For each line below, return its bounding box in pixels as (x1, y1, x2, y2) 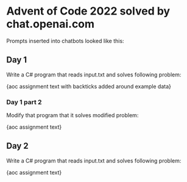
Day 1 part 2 (6, 98, 42, 106)
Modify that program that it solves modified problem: (6, 112, 139, 119)
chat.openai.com (6, 17, 95, 31)
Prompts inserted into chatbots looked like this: (6, 37, 124, 44)
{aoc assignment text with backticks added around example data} (6, 83, 172, 90)
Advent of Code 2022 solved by (6, 4, 171, 18)
